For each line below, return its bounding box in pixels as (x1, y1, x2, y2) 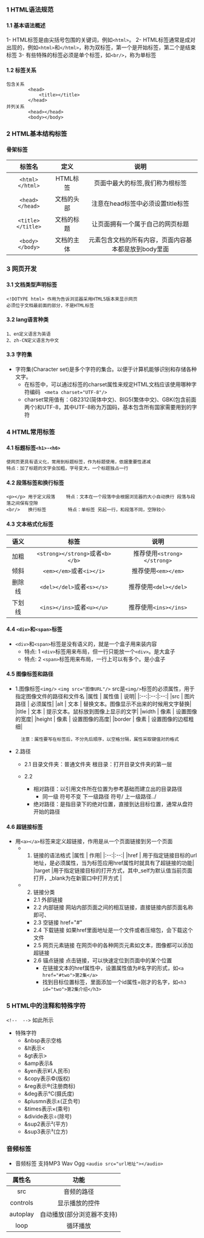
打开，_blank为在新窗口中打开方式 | (33, 874, 123, 882)
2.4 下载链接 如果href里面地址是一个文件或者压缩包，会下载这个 (33, 927, 193, 934)
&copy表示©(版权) (24, 1075, 71, 1082)
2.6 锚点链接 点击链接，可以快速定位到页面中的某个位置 (33, 957, 172, 964)
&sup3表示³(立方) (24, 1128, 68, 1135)
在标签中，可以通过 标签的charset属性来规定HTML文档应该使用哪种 (24, 381, 192, 388)
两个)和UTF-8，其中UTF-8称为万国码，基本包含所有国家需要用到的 (24, 403, 192, 410)
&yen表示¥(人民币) (24, 1067, 71, 1075)
